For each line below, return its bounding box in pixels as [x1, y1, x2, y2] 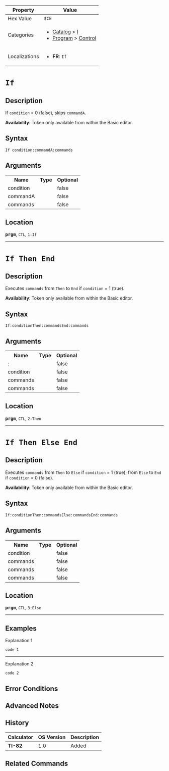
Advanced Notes [5, 701, 59, 710]
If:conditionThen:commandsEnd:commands [5, 323, 89, 328]
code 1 [5, 647, 19, 652]
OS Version [38, 734, 66, 741]
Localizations [8, 53, 39, 60]
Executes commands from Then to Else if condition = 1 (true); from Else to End [5, 469, 161, 475]
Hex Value [8, 15, 32, 22]
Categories [8, 31, 34, 38]
